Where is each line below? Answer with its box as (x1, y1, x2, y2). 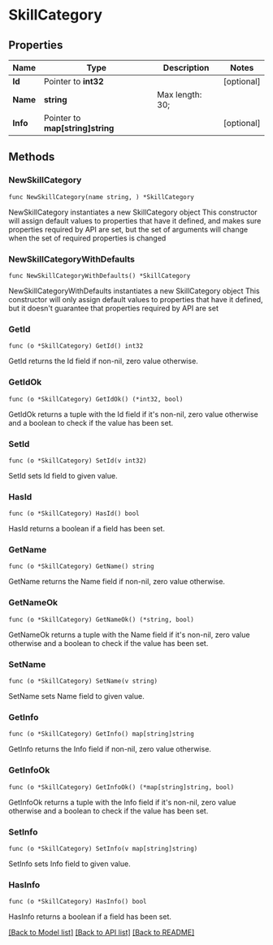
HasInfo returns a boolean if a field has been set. (8, 912, 172, 921)
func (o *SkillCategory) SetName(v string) (8, 677, 158, 686)
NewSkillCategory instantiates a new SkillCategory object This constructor (8, 207, 258, 217)
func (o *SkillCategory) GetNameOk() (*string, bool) (8, 615, 195, 623)
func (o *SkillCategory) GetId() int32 (8, 342, 144, 350)
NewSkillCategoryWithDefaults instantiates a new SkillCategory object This (8, 286, 260, 296)
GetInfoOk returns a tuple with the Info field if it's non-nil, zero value (8, 797, 236, 807)
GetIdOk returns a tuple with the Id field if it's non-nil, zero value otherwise (8, 409, 258, 419)
